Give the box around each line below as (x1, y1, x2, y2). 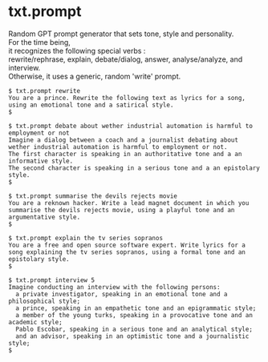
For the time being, (8, 37, 71, 46)
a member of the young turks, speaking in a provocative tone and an (15, 311, 253, 319)
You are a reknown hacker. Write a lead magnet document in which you (8, 199, 250, 207)
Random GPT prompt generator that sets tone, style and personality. (8, 29, 234, 38)
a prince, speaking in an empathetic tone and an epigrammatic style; (15, 304, 257, 312)
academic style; (8, 318, 63, 326)
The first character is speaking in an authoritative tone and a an (8, 150, 242, 158)
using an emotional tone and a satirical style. (8, 101, 174, 109)
